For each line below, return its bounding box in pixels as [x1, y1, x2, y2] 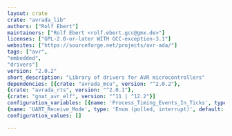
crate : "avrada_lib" [7, 16, 67, 23]
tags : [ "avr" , [7, 49, 48, 56]
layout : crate [7, 10, 48, 17]
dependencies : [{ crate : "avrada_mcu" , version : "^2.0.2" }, [7, 80, 181, 87]
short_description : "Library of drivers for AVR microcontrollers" [7, 73, 206, 81]
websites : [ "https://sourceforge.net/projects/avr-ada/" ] [7, 42, 177, 49]
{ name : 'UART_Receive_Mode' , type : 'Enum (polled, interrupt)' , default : [7, 106, 224, 113]
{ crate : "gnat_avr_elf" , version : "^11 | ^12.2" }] [7, 93, 156, 100]
